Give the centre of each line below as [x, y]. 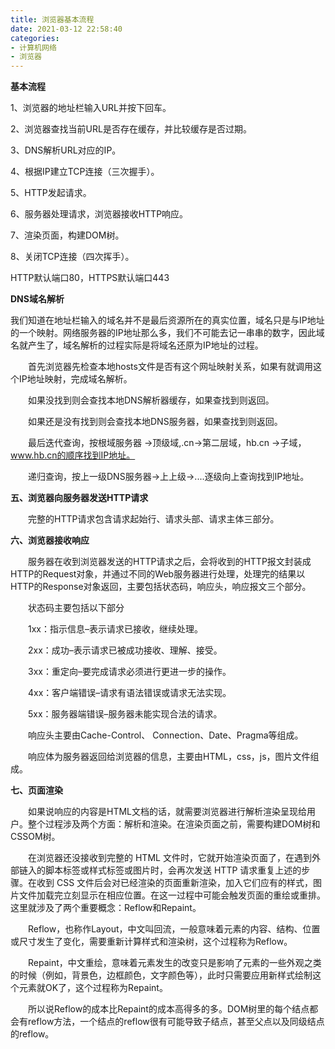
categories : [35, 38]
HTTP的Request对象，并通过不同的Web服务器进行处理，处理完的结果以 [158, 574]
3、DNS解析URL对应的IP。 [66, 150]
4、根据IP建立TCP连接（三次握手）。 [85, 172]
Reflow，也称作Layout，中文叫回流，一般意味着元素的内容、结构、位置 [174, 929]
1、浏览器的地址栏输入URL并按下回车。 [91, 108]
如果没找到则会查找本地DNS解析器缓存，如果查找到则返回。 [151, 400]
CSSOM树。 [35, 837]
